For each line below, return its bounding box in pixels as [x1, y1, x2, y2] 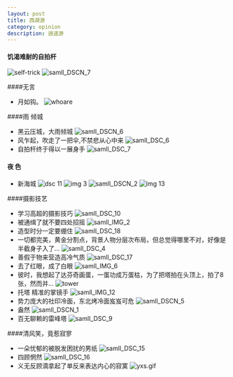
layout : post [7, 10, 45, 18]
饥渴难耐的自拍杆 [7, 52, 57, 60]
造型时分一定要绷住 [17, 226, 73, 235]
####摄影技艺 [7, 194, 48, 203]
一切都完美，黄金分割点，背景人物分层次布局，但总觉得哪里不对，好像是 [17, 235, 226, 244]
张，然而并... [17, 279, 54, 287]
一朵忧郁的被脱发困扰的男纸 [17, 344, 98, 352]
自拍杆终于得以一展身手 [17, 145, 85, 153]
